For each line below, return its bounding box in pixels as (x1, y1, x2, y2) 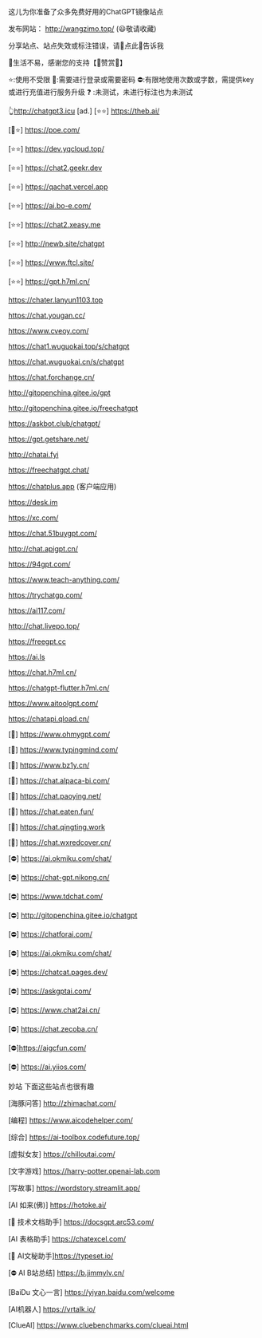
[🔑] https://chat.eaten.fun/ (8, 807, 94, 816)
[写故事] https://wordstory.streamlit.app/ (8, 1183, 141, 1193)
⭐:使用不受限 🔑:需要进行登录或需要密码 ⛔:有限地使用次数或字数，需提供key (8, 75, 255, 84)
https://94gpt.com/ (8, 559, 71, 569)
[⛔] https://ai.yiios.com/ (8, 1062, 87, 1072)
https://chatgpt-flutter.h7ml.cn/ (8, 683, 110, 693)
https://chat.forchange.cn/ (8, 373, 95, 381)
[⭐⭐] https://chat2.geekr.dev (8, 163, 103, 172)
